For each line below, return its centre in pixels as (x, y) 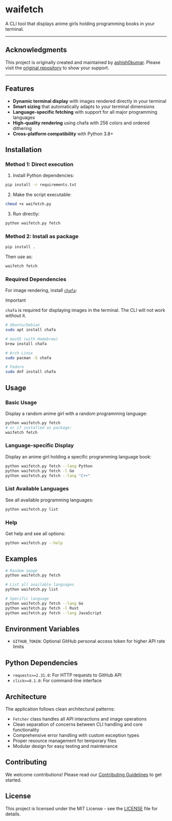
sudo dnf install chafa (31, 372)
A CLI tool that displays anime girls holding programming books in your (80, 24)
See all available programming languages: (49, 500)
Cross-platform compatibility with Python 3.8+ (63, 134)
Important (16, 300)
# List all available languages (40, 585)
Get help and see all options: (35, 533)
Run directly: (26, 214)
